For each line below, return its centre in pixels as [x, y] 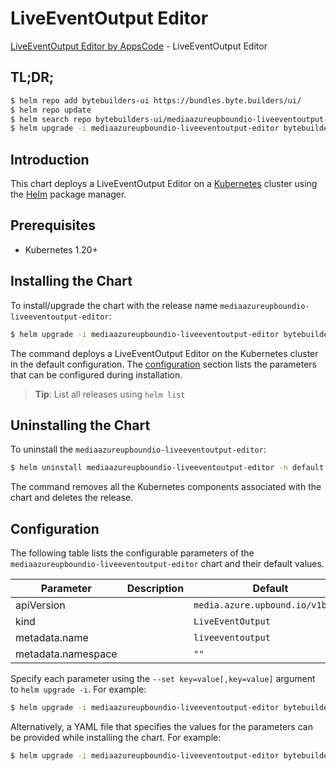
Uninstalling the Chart [80, 425]
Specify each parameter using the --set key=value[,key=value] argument [163, 679]
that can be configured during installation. [96, 374]
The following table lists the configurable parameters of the [132, 553]
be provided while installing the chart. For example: [116, 737]
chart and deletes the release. [72, 498]
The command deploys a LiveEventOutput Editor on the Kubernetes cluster [164, 353]
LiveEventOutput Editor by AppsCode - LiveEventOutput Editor [139, 46]
